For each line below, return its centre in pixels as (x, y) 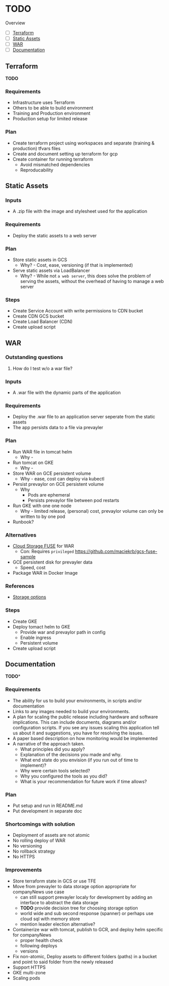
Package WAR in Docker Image (45, 573)
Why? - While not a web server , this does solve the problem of (86, 276)
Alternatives (21, 535)
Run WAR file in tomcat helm (42, 451)
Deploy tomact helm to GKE (41, 626)
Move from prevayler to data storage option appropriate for (74, 886)
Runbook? (23, 522)
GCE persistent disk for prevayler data (53, 562)
